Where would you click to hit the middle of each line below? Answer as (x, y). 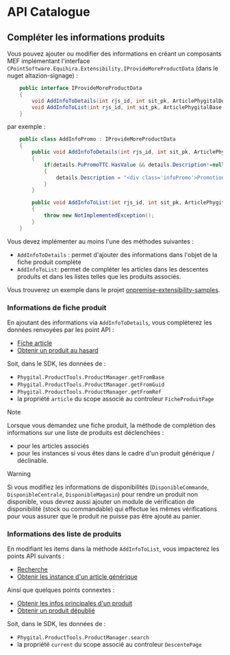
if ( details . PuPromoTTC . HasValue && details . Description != (128, 165)
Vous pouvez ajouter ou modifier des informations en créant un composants (114, 53)
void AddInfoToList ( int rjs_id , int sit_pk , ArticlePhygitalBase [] (130, 107)
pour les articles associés (53, 446)
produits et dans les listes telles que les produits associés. (99, 276)
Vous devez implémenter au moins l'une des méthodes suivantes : (100, 241)
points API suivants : (36, 556)
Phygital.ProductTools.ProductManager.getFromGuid (91, 385)
